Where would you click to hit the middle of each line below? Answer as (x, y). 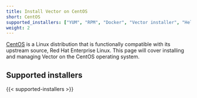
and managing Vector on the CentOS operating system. (73, 57)
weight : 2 (18, 28)
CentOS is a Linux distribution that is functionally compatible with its (88, 44)
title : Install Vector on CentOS (47, 11)
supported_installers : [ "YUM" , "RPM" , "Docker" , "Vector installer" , (93, 22)
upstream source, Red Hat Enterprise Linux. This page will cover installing (95, 51)
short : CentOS (23, 17)
